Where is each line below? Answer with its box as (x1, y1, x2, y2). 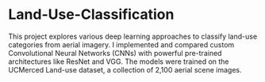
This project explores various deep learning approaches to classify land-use (8, 32, 258, 41)
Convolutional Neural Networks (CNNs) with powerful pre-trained (8, 48, 222, 58)
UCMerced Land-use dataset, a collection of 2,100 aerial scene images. (8, 65, 242, 74)
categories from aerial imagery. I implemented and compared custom (8, 39, 235, 49)
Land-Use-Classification (8, 6, 175, 24)
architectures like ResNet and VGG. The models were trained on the (8, 57, 229, 66)
